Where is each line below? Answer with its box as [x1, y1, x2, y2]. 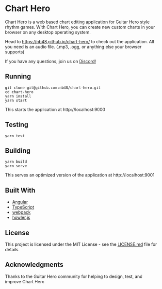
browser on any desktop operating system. [5, 29, 91, 35]
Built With [5, 186, 35, 194]
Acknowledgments [5, 260, 64, 269]
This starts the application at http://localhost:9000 [5, 106, 106, 112]
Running [5, 72, 32, 80]
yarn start [5, 98, 27, 103]
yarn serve [5, 163, 27, 169]
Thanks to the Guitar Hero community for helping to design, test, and [5, 273, 143, 279]
